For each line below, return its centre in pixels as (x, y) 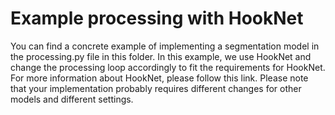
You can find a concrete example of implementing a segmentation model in (165, 46)
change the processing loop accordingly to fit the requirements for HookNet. (168, 67)
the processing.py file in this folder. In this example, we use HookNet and (161, 56)
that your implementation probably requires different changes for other (156, 88)
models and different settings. (72, 99)
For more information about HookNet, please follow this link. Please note (159, 78)
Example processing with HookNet (157, 18)
